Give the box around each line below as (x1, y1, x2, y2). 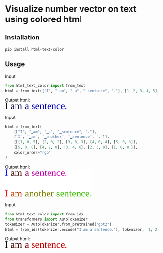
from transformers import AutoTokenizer (5, 217, 88, 222)
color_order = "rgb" (14, 150, 51, 155)
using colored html (5, 14, 82, 25)
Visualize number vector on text (5, 3, 137, 15)
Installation (5, 33, 40, 41)
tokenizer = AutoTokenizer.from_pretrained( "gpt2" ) (5, 222, 112, 227)
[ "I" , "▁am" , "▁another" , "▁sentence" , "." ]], (14, 135, 110, 139)
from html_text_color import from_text (5, 83, 86, 88)
